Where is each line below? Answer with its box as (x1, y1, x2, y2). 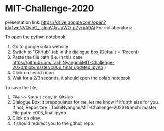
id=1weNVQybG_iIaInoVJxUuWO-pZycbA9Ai (5, 24, 95, 30)
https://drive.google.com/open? (41, 19, 106, 25)
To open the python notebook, (5, 34, 67, 40)
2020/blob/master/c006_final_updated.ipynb (12, 65, 103, 70)
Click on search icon (12, 69, 54, 75)
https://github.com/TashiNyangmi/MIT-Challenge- (12, 59, 115, 65)
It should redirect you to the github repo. (12, 120, 95, 126)
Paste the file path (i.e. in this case (12, 54, 83, 60)
